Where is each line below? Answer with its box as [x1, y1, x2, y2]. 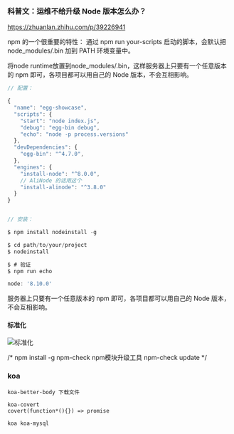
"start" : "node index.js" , [20, 117, 100, 125]
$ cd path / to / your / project [7, 241, 87, 248]
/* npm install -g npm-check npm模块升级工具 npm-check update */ [7, 353, 208, 361]
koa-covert [7, 401, 40, 408]
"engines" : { [14, 164, 53, 171]
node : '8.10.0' [7, 280, 53, 287]
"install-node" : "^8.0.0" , [20, 170, 100, 177]
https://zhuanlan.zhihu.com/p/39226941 [7, 23, 126, 31]
